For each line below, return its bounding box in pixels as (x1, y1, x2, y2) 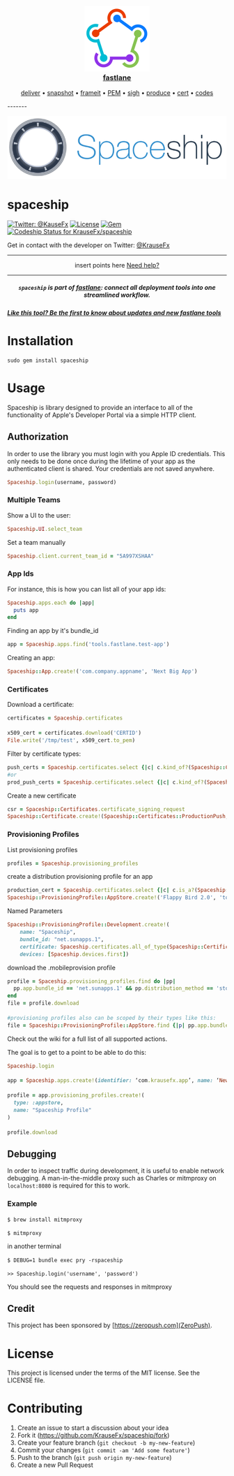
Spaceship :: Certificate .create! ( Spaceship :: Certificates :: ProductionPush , (7, 813, 229, 820)
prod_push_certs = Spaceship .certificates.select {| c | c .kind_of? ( (7, 778, 208, 786)
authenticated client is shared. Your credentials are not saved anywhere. (7, 464, 214, 473)
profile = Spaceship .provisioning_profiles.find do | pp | (7, 977, 176, 985)
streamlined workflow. (83, 291, 151, 299)
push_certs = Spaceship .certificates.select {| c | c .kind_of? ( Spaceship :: (7, 763, 226, 770)
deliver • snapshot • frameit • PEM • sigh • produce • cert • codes (20, 89, 214, 97)
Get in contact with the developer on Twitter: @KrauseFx (7, 240, 170, 249)
